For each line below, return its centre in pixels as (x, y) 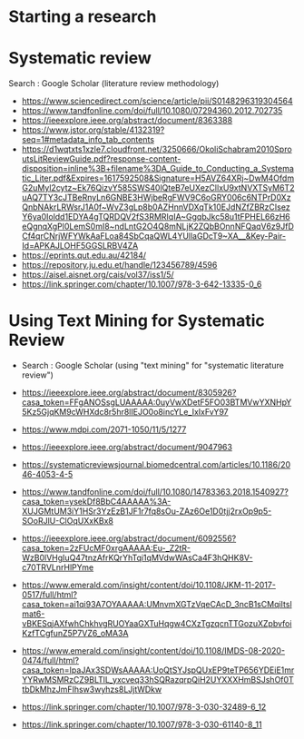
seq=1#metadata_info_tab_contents (88, 140)
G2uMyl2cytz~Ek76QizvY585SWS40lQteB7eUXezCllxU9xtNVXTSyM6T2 (158, 188)
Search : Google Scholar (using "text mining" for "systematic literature (153, 366)
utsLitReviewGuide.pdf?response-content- (101, 159)
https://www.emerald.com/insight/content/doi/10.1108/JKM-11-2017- (148, 585)
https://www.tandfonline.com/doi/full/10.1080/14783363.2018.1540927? (155, 492)
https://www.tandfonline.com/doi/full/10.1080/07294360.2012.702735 (152, 111)
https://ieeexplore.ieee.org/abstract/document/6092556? (129, 538)
